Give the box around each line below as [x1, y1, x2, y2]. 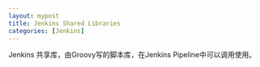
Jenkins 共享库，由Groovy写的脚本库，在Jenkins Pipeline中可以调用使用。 [8, 50, 257, 60]
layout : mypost [8, 11, 60, 20]
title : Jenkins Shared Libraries [8, 19, 121, 27]
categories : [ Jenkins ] [8, 27, 85, 35]
